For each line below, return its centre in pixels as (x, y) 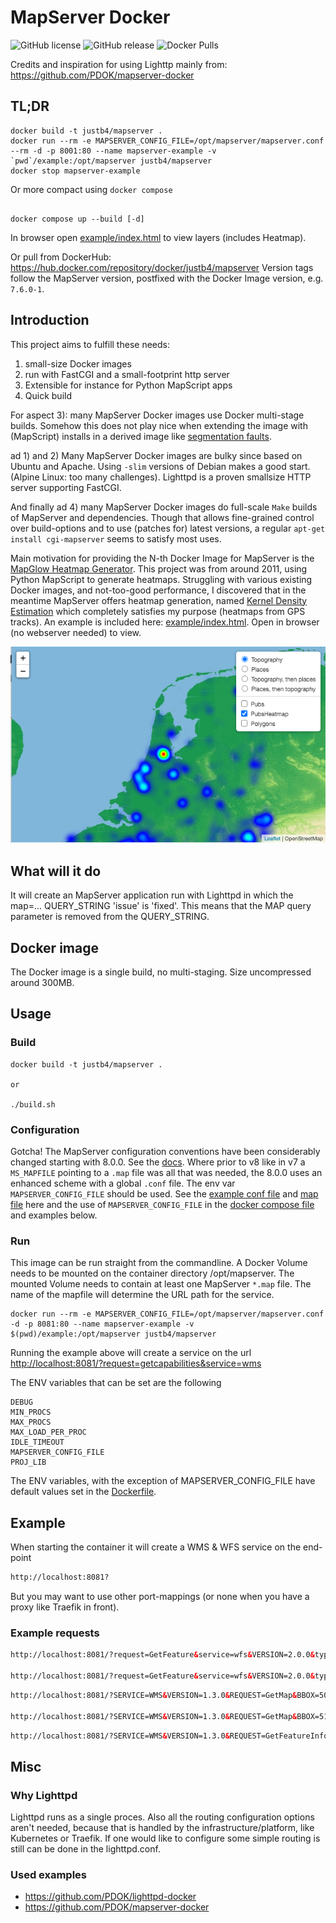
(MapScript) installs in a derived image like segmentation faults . (141, 436)
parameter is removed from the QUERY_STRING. (110, 917)
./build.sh (33, 1104)
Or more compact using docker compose (91, 189)
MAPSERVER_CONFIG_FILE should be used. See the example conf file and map (164, 1193)
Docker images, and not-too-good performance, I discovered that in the (158, 590)
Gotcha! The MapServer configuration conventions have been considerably (165, 1151)
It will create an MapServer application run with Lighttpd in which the (152, 895)
